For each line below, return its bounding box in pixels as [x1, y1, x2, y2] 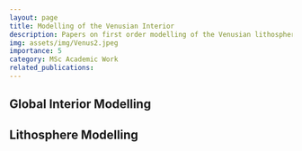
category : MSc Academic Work [9, 55, 119, 64]
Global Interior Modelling [9, 96, 151, 112]
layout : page [9, 13, 58, 22]
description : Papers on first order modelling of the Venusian [9, 30, 252, 39]
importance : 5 [9, 47, 63, 56]
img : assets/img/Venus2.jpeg [9, 38, 119, 48]
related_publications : [9, 64, 94, 73]
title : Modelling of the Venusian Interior [9, 22, 175, 31]
